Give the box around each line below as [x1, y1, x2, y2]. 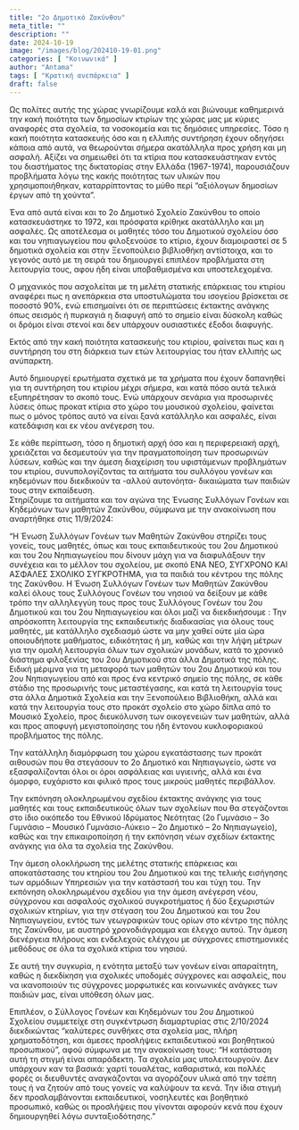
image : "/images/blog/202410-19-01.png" [9, 46, 162, 55]
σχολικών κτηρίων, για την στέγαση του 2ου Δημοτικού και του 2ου [9, 905, 261, 916]
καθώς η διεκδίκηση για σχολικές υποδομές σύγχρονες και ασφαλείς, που [9, 970, 287, 981]
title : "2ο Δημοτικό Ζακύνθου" [9, 13, 126, 22]
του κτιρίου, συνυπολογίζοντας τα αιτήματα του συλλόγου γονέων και [9, 465, 273, 476]
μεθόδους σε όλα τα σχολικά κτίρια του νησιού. [9, 943, 187, 954]
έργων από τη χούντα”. [9, 189, 96, 200]
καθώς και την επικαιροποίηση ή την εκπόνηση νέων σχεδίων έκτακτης [9, 831, 275, 841]
